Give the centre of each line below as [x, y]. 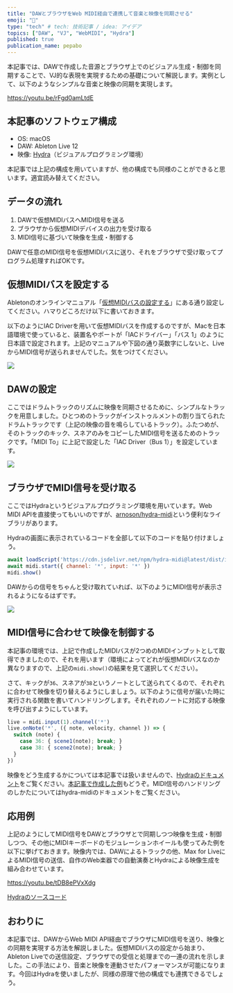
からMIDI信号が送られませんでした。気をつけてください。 [89, 352]
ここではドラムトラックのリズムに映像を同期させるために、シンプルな [107, 407]
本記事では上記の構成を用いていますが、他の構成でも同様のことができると [113, 169]
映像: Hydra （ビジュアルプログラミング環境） [82, 154]
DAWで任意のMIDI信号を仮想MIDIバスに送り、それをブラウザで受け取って [112, 252]
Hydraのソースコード [37, 897]
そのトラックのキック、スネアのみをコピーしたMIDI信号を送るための [105, 433]
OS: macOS [34, 138]
